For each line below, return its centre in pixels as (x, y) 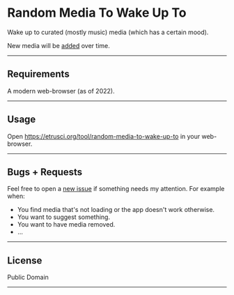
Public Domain (28, 278)
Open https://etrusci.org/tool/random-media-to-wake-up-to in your (104, 136)
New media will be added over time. (58, 45)
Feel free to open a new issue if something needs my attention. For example (116, 189)
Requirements (38, 74)
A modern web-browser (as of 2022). (61, 91)
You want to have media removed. (66, 225)
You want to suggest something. (63, 217)
